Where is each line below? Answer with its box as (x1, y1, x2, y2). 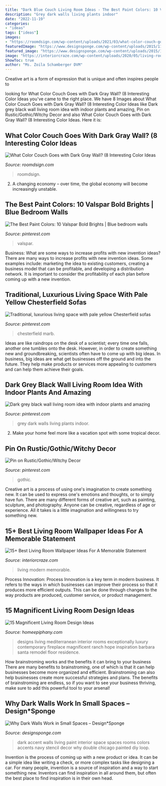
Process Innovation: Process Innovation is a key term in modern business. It (5, 577, 159, 582)
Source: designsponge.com (5, 730, 62, 736)
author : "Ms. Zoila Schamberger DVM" (5, 62, 83, 67)
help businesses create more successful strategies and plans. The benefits (5, 674, 158, 680)
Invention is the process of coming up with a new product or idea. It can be (5, 754, 158, 760)
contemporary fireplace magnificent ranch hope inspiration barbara (17, 644, 155, 650)
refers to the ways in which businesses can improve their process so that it (5, 581, 158, 587)
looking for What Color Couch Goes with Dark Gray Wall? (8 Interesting (5, 91, 150, 97)
